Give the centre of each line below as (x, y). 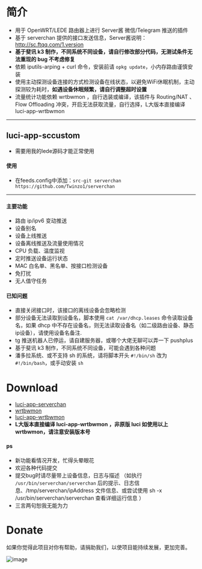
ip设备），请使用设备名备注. (48, 333)
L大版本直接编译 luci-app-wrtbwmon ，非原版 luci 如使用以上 (91, 424)
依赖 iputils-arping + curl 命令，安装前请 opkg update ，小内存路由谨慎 (101, 66)
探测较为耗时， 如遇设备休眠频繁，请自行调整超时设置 (81, 89)
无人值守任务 (31, 281)
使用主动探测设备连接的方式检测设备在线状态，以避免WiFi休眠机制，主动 (105, 81)
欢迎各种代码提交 (36, 468)
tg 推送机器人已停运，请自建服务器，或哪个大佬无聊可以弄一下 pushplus (104, 340)
